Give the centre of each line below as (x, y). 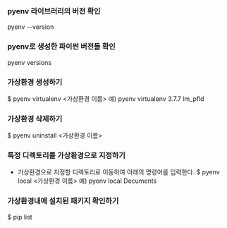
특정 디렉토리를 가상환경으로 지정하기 (66, 155)
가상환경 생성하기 (35, 82)
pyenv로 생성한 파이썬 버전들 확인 (62, 47)
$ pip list (20, 217)
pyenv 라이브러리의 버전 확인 (54, 11)
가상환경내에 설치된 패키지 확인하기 (63, 201)
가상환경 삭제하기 (35, 119)
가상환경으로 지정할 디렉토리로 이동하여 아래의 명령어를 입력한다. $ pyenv (118, 172)
